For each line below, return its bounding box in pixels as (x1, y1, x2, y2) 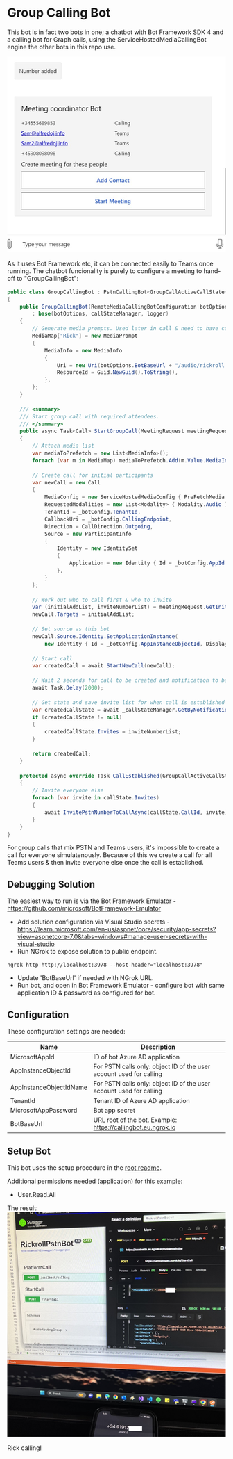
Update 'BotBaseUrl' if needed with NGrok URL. (17, 974, 154, 982)
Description (141, 1043, 175, 1051)
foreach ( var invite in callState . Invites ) (32, 794, 159, 801)
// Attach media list (32, 443, 95, 450)
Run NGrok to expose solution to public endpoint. (17, 947, 158, 956)
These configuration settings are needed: (7, 1027, 126, 1036)
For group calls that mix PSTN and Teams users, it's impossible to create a (7, 843, 220, 852)
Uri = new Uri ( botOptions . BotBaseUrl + (56, 361, 172, 369)
